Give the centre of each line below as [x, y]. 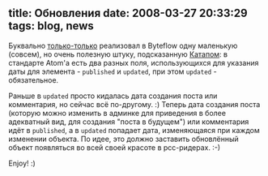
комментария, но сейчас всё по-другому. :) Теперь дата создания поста [134, 104]
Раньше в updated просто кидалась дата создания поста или [113, 96]
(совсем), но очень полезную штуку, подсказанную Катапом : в [118, 54]
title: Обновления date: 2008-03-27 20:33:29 [128, 13]
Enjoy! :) [22, 163]
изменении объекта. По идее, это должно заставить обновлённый [123, 139]
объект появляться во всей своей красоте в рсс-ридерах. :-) [115, 147]
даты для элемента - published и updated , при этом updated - [113, 71]
